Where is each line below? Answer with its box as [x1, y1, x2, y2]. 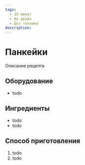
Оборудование [5, 77, 53, 85]
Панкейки [5, 47, 48, 58]
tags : [5, 7, 16, 12]
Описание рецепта [5, 63, 45, 69]
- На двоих [9, 16, 32, 21]
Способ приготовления [5, 137, 80, 145]
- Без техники [9, 21, 38, 26]
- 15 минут [9, 12, 32, 17]
